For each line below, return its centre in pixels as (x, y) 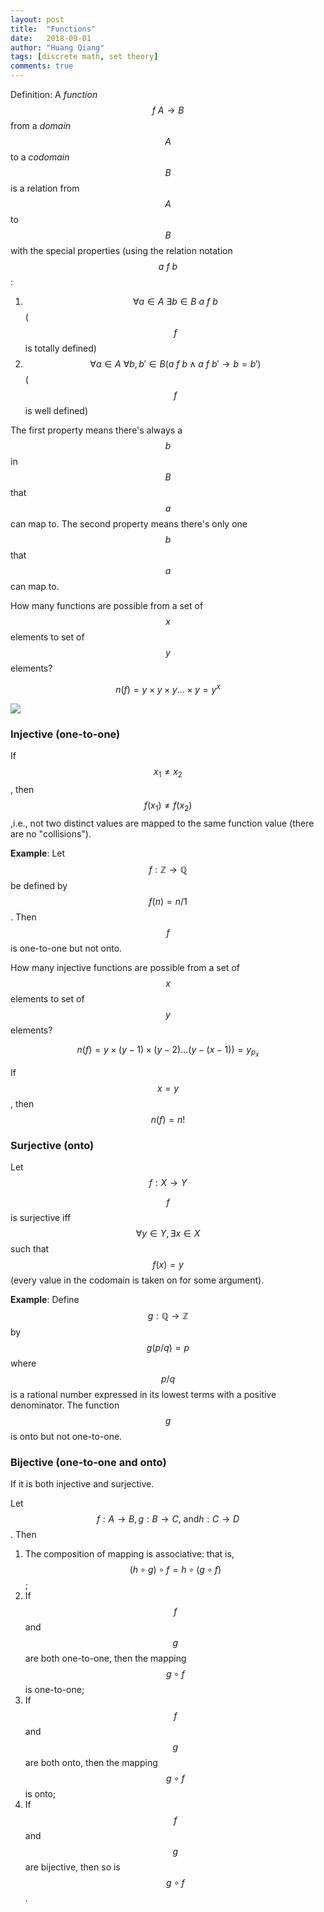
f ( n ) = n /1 (168, 901)
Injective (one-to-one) (65, 734)
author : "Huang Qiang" (57, 47)
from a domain (41, 125)
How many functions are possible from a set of (107, 605)
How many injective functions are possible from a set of (125, 967)
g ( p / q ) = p (168, 1347)
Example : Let (38, 853)
